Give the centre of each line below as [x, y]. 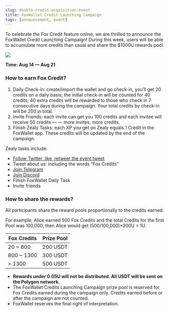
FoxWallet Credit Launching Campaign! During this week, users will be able [84, 40]
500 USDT [55, 264]
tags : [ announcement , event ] [36, 20]
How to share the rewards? [39, 199]
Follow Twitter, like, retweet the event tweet [59, 158]
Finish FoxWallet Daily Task [41, 180]
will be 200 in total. [33, 111]
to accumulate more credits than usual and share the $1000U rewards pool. [85, 45]
